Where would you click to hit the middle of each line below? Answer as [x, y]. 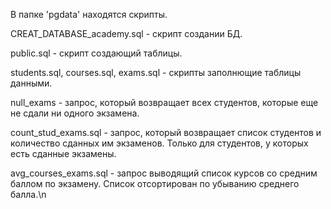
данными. [31, 83]
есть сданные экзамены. [63, 153]
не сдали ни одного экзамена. [75, 113]
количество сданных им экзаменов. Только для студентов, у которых [159, 143]
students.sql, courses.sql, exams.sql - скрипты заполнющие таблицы [156, 72]
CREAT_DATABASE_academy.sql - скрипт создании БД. [126, 33]
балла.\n [28, 194]
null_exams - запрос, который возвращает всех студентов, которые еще [164, 102]
